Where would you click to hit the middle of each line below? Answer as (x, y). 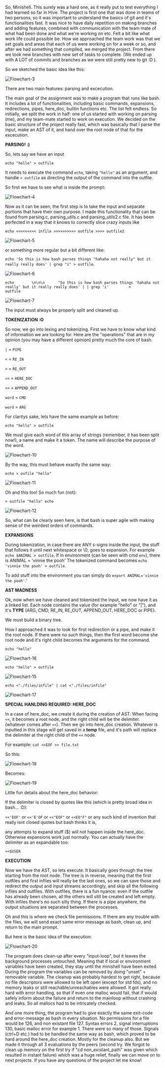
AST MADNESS (21, 590)
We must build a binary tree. (34, 620)
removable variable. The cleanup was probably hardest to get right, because (83, 977)
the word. (15, 445)
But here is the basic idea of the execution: (49, 937)
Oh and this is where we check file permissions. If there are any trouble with (82, 916)
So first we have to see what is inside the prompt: (55, 187)
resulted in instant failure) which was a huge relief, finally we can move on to (83, 1055)
